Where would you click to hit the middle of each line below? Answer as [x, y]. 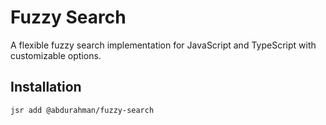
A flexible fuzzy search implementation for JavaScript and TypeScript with [163, 45]
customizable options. [56, 55]
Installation [46, 87]
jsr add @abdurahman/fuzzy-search [82, 110]
